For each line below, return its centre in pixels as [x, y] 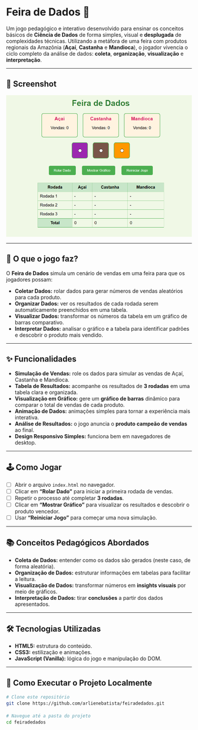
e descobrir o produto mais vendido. [59, 335]
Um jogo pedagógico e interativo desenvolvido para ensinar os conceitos [95, 28]
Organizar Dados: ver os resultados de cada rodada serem [86, 303]
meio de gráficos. [36, 592]
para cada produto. [38, 297]
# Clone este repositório [38, 697]
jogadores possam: [29, 279]
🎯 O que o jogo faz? [42, 259]
